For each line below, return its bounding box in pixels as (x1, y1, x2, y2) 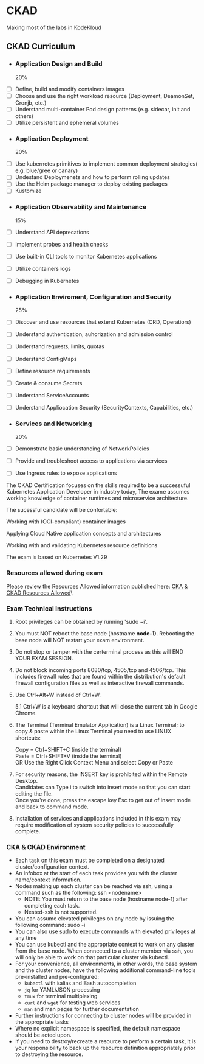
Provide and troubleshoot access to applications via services (15, 457, 168, 464)
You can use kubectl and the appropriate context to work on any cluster (15, 941, 195, 948)
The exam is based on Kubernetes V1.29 (6, 553, 107, 561)
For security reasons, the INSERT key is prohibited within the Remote (15, 771, 188, 778)
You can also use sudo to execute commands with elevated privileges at (15, 928, 196, 935)
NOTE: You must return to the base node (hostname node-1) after (24, 895, 188, 903)
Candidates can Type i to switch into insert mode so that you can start (15, 783, 191, 791)
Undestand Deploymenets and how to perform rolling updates (15, 173, 170, 181)
